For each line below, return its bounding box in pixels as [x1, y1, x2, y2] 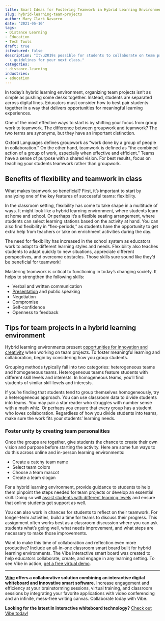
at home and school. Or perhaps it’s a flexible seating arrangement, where [5, 213, 155, 219]
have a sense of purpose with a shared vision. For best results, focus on [5, 155, 151, 161]
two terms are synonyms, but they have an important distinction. [5, 130, 136, 136]
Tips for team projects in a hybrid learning [5, 323, 137, 332]
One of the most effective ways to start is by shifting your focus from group [5, 119, 158, 125]
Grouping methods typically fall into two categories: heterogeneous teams [5, 364, 155, 370]
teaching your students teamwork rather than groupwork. [5, 160, 121, 166]
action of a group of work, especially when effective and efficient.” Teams [5, 150, 155, 156]
